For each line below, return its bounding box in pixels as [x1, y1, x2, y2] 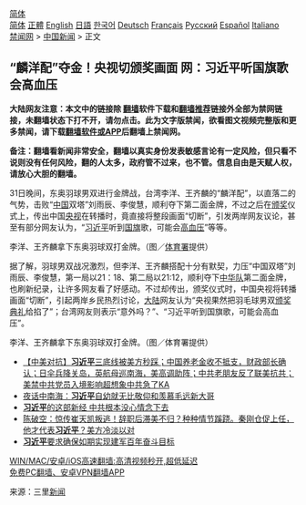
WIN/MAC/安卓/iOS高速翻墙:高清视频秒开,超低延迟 [9, 455, 199, 466]
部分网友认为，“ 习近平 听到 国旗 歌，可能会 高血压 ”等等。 [25, 222, 232, 232]
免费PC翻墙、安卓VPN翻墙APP [9, 467, 125, 478]
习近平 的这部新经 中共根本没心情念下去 [22, 401, 169, 412]
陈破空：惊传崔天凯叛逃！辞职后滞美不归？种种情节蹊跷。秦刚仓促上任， [22, 413, 294, 424]
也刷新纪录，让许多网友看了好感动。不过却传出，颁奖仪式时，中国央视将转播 [9, 283, 297, 294]
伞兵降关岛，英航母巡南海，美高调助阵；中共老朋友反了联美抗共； [46, 367, 294, 378]
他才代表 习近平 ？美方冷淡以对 [22, 424, 135, 435]
